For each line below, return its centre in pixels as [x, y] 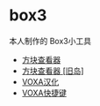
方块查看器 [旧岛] [53, 71]
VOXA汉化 [40, 81]
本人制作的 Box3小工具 [50, 41]
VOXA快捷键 [44, 93]
